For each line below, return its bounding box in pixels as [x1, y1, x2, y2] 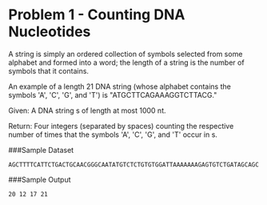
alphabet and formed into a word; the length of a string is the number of [8, 58, 245, 67]
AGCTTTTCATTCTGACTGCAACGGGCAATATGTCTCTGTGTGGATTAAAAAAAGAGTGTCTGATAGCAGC [8, 160, 260, 169]
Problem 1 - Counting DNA [8, 6, 185, 24]
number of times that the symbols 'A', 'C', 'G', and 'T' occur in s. [8, 130, 218, 139]
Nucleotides [8, 22, 91, 41]
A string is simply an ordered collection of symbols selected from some [8, 49, 243, 58]
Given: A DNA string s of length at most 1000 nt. [8, 106, 166, 115]
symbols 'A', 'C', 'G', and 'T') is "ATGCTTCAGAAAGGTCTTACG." [8, 90, 217, 99]
